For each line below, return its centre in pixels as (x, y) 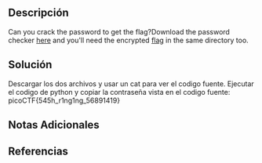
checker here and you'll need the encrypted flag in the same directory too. (128, 40)
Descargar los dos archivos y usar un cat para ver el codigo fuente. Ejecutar (131, 83)
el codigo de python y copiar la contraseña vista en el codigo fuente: (119, 92)
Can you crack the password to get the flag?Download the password (119, 31)
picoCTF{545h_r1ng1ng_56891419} (64, 100)
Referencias (38, 152)
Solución (30, 65)
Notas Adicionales (54, 125)
